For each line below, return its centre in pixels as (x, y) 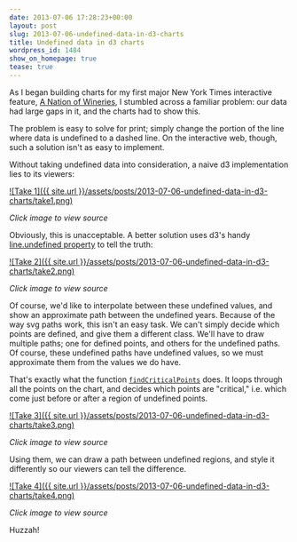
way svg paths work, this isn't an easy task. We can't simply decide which (145, 324)
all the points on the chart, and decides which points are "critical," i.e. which (148, 388)
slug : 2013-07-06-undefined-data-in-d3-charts (97, 34)
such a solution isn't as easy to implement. (87, 147)
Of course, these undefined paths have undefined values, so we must (137, 353)
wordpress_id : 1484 (45, 51)
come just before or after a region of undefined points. (109, 398)
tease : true (31, 68)
